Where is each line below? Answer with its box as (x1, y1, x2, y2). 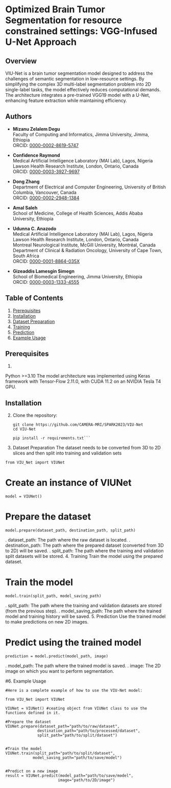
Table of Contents (5, 294, 64, 303)
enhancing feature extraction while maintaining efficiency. (5, 97, 127, 103)
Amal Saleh (12, 204, 38, 211)
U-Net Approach (5, 36, 77, 48)
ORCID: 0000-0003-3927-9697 (12, 168, 80, 175)
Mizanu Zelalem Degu (12, 126, 60, 132)
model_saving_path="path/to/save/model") (32, 755, 123, 760)
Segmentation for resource (5, 14, 123, 26)
